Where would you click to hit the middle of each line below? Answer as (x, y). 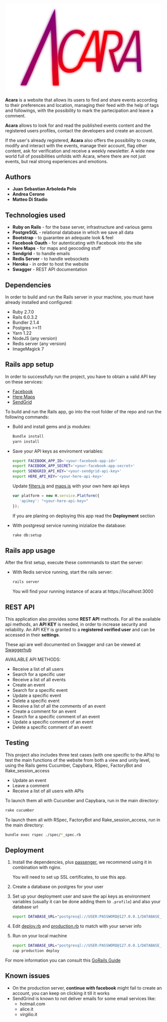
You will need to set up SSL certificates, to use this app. (69, 877)
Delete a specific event (36, 701)
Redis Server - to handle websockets (51, 259)
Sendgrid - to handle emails (41, 254)
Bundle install (28, 436)
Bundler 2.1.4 (26, 322)
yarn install (26, 442)
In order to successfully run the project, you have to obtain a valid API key (81, 376)
